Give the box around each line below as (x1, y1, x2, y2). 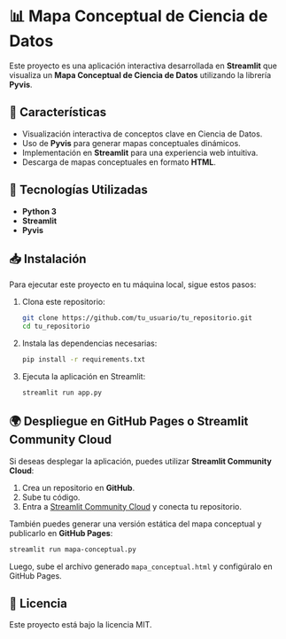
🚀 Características (9, 105, 107, 120)
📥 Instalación (9, 251, 87, 266)
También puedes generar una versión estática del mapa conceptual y (9, 518, 262, 529)
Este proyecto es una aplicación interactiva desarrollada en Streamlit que (9, 60, 277, 71)
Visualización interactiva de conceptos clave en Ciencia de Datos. (21, 129, 263, 139)
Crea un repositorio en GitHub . (21, 482, 135, 493)
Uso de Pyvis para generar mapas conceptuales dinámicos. (21, 137, 241, 148)
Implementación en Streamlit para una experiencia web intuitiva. (21, 147, 259, 158)
